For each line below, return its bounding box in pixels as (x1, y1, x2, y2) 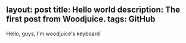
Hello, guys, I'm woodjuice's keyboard (6, 30, 100, 37)
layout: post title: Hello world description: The (6, 5, 181, 15)
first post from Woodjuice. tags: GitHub (6, 14, 156, 24)
